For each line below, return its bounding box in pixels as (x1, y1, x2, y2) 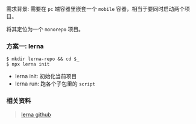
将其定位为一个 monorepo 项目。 (6, 26, 84, 33)
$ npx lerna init (6, 61, 50, 67)
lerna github (21, 111, 51, 118)
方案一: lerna (6, 42, 44, 50)
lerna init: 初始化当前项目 (14, 73, 77, 80)
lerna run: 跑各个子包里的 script (14, 80, 95, 87)
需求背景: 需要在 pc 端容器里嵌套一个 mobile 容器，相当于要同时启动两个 (6, 5, 185, 12)
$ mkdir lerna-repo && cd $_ (6, 56, 80, 62)
